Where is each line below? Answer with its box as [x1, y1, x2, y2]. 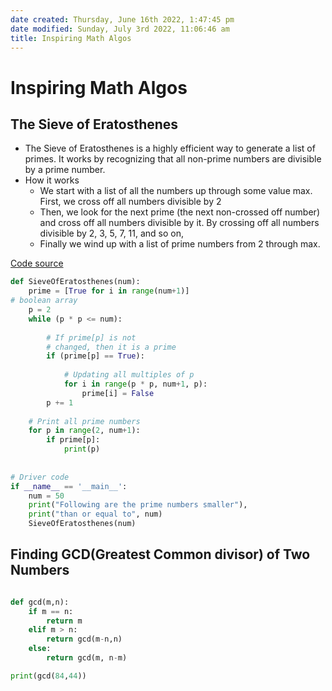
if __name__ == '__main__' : [10, 481, 128, 491]
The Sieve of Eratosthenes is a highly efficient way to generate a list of [24, 142, 316, 155]
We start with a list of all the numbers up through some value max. [39, 185, 313, 197]
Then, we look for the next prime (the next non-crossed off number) [39, 206, 320, 218]
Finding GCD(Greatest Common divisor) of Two [10, 546, 311, 563]
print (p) [63, 444, 101, 455]
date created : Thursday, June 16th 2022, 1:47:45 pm [10, 14, 235, 25]
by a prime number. [24, 164, 106, 176]
